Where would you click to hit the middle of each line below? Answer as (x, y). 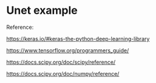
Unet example (42, 11)
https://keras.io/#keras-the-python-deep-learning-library (78, 38)
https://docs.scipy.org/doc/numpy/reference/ (63, 73)
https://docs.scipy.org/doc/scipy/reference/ (61, 62)
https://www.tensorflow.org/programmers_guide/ (68, 50)
